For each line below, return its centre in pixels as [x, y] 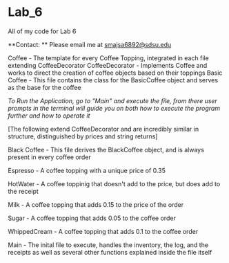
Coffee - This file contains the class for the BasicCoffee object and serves [113, 80]
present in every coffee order [50, 157]
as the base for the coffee [44, 87]
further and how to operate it [49, 116]
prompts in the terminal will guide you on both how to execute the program [114, 108]
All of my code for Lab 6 [42, 31]
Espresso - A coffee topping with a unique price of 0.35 [87, 170]
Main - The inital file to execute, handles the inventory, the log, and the [108, 245]
